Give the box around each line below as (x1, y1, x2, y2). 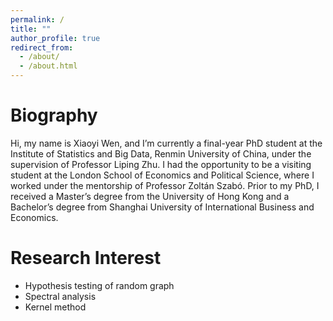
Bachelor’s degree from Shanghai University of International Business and (10, 201, 315, 213)
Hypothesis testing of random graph (24, 279, 175, 291)
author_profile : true (10, 33, 101, 43)
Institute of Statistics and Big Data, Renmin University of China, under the (10, 147, 312, 160)
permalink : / (10, 14, 65, 25)
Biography (10, 104, 98, 127)
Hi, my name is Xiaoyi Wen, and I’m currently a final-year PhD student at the (10, 137, 323, 149)
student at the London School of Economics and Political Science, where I (10, 169, 315, 181)
